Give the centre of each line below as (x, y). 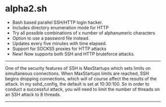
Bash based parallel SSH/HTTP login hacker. (57, 22)
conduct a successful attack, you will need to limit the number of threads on (83, 89)
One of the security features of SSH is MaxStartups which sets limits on (78, 68)
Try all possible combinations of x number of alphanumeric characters (84, 33)
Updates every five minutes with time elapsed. (60, 43)
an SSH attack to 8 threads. (33, 94)
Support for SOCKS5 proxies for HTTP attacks (59, 49)
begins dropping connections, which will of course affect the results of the (81, 79)
